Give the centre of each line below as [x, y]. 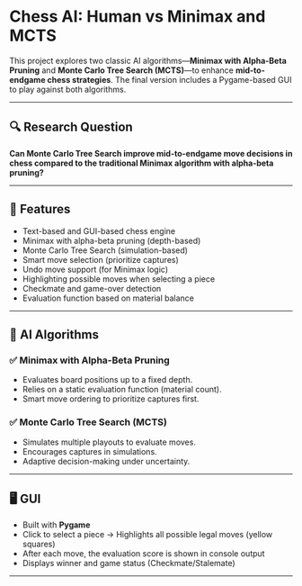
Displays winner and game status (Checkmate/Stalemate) [129, 563]
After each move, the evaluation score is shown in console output [143, 554]
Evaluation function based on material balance [108, 298]
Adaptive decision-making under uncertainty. [106, 461]
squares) [39, 544]
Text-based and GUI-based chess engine [99, 230]
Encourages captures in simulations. [89, 451]
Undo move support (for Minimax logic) [95, 269]
